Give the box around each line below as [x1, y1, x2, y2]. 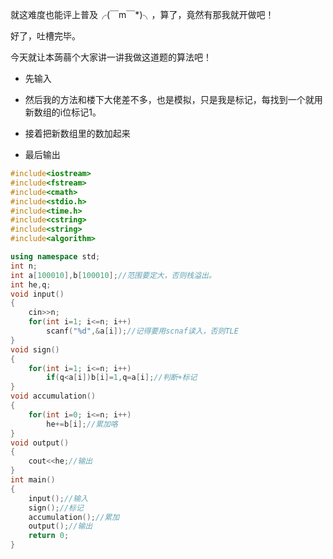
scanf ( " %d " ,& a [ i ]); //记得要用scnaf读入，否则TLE [46, 326, 239, 336]
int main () [10, 475, 56, 485]
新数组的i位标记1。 [24, 106, 102, 118]
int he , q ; [10, 279, 52, 290]
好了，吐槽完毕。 [10, 30, 81, 42]
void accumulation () [10, 391, 97, 402]
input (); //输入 [28, 493, 89, 503]
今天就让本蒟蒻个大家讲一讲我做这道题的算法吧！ [10, 51, 212, 63]
